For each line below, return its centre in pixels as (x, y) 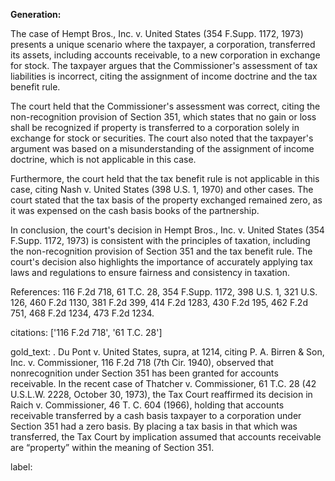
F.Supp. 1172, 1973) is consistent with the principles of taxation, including (160, 240)
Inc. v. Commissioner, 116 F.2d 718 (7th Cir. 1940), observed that (142, 362)
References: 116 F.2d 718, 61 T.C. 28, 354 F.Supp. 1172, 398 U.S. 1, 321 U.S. (164, 292)
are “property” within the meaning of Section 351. (112, 447)
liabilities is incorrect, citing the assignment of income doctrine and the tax (164, 76)
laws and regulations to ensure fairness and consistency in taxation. (150, 272)
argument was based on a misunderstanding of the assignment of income (162, 148)
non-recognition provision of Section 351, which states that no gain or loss (163, 117)
